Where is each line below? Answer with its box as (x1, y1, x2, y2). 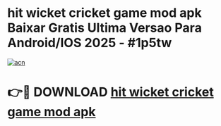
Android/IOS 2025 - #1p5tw (7, 35, 172, 51)
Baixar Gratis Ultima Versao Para (7, 20, 203, 36)
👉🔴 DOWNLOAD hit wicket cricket (7, 84, 214, 100)
